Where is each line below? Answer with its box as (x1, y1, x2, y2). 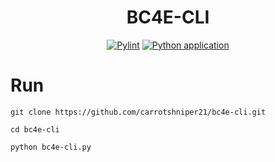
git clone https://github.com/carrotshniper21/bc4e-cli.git (10, 107, 267, 117)
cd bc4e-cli (10, 124, 60, 135)
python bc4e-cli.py (10, 142, 92, 152)
